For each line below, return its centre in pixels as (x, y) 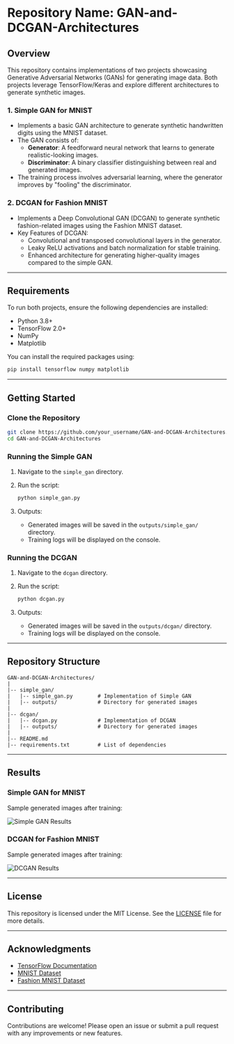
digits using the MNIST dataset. (62, 133)
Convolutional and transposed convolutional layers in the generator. (125, 240)
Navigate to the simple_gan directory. (70, 472)
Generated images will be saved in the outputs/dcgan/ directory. (120, 626)
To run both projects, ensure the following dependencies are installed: (108, 307)
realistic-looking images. (63, 155)
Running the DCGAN (42, 558)
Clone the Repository (44, 417)
